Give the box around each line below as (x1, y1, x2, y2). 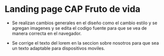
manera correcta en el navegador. (11, 30, 82, 36)
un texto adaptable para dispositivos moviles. (11, 45, 105, 51)
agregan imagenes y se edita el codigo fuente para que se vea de (11, 25, 147, 31)
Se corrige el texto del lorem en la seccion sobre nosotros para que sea (11, 40, 159, 46)
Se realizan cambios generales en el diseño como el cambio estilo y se (11, 20, 158, 26)
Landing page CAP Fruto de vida (4, 3, 141, 15)
